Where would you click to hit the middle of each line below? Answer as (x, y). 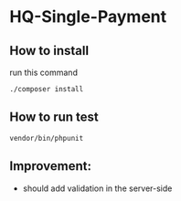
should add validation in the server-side (97, 188)
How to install (49, 51)
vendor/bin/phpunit (47, 138)
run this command (43, 72)
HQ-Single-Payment (88, 17)
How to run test (54, 117)
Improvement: (51, 166)
